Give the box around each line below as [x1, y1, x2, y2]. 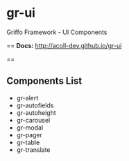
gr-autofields [16, 101, 54, 109]
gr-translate [16, 145, 51, 154]
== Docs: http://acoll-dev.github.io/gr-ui [6, 41, 122, 49]
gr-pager [16, 130, 43, 139]
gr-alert [16, 93, 39, 102]
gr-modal [16, 123, 44, 132]
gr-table [16, 138, 40, 146]
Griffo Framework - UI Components [6, 28, 108, 36]
